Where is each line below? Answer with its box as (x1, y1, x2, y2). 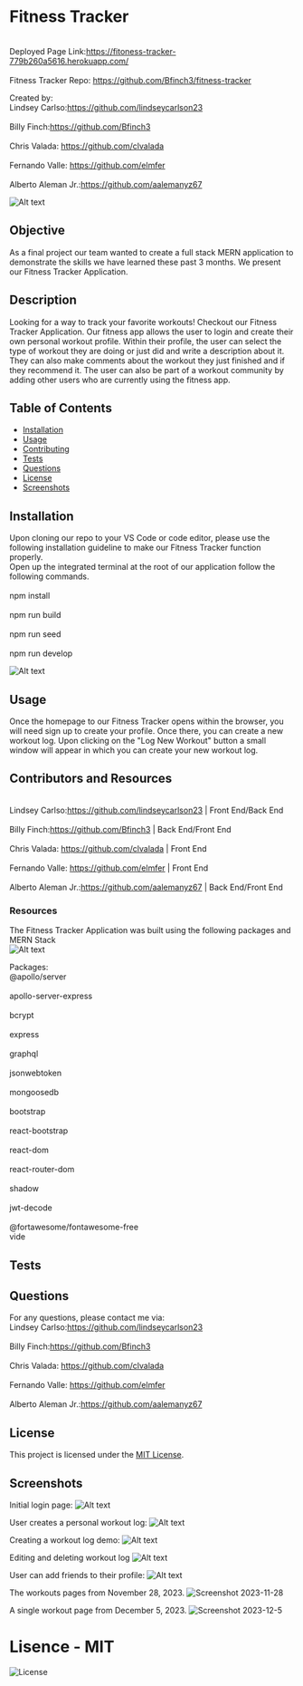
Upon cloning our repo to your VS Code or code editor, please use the (9, 533, 270, 544)
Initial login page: (9, 1499, 73, 1510)
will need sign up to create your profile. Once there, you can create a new (9, 726, 283, 736)
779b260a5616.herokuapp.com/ (9, 55, 129, 66)
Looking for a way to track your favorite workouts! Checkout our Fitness (9, 316, 278, 327)
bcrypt (9, 1010, 34, 1021)
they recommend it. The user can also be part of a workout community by (9, 364, 285, 375)
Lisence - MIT (9, 1637, 115, 1657)
